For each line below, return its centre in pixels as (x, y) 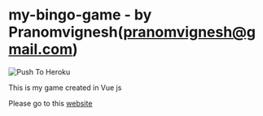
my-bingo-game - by (80, 15)
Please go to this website (50, 103)
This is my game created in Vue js (65, 88)
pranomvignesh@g (190, 32)
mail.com (41, 49)
